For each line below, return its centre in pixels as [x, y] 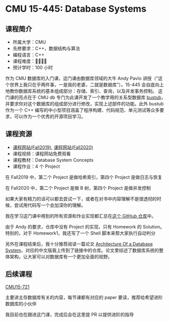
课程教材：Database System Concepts [53, 160]
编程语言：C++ [29, 55]
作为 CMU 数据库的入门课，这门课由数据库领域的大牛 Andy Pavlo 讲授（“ [82, 78]
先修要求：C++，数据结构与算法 [46, 48]
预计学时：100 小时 [33, 67]
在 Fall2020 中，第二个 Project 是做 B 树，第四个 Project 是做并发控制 [78, 188]
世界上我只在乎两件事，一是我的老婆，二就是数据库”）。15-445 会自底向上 [87, 85]
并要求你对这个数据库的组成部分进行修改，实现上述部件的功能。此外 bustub [84, 104]
